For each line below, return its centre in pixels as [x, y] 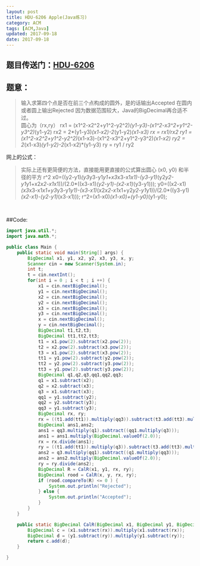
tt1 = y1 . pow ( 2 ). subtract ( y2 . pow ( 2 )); [86, 358]
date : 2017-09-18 [28, 39]
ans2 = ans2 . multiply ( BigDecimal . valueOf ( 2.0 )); [99, 458]
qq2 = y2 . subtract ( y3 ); [67, 403]
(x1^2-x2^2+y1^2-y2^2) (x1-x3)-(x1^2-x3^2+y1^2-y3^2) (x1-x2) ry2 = [103, 139]
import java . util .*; [32, 231]
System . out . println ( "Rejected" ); [90, 486]
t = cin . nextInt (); [52, 275]
